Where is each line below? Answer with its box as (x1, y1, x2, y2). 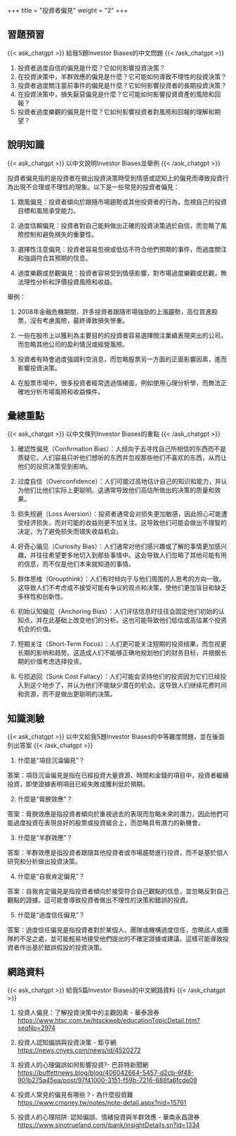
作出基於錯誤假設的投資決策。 (19, 943, 106, 952)
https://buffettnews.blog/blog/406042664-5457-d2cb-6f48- (17, 1069, 195, 1077)
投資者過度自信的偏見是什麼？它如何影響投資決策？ (17, 63, 166, 72)
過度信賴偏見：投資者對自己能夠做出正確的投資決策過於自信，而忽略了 (17, 221, 221, 230)
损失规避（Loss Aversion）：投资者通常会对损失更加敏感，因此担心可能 (17, 510, 222, 518)
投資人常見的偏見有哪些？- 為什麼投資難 (17, 1090, 133, 1099)
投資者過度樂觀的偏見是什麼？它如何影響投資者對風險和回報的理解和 (17, 108, 215, 116)
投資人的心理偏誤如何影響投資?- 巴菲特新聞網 (17, 1061, 149, 1069)
